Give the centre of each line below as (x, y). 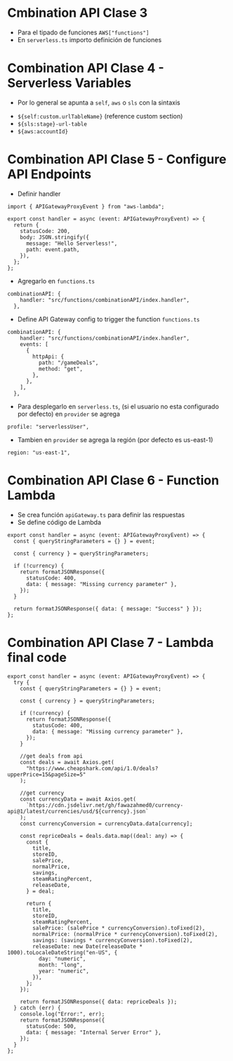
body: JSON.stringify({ (55, 237)
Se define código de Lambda (59, 522)
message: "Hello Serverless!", (72, 243)
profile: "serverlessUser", (48, 427)
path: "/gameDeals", (68, 363)
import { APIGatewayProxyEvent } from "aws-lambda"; (86, 206)
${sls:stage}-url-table (52, 124)
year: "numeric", (64, 971)
